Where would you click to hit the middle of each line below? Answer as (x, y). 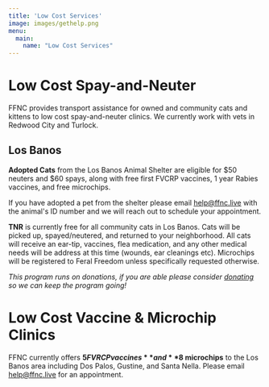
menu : (17, 31)
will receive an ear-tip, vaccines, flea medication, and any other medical (128, 243)
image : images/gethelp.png (54, 23)
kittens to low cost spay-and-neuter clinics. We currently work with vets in (132, 117)
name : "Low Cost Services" (68, 46)
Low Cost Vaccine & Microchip (112, 318)
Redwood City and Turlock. (54, 125)
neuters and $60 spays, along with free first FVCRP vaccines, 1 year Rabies (133, 178)
